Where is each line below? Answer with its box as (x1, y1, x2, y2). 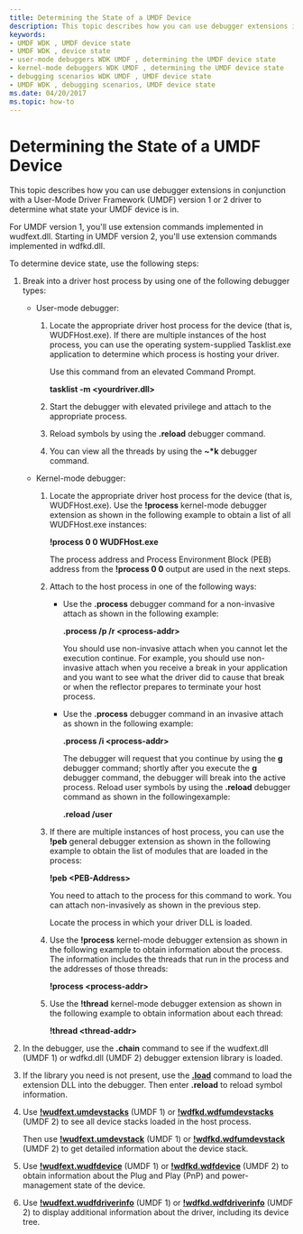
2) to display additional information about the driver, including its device (22, 1207, 289, 1218)
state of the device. (73, 1180, 146, 1191)
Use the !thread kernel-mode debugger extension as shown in (49, 999, 282, 1009)
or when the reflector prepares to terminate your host (62, 682, 262, 693)
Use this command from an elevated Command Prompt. (49, 366, 257, 377)
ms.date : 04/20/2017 (9, 88, 87, 97)
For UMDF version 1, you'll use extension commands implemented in (9, 222, 263, 233)
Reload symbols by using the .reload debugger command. (49, 428, 266, 439)
